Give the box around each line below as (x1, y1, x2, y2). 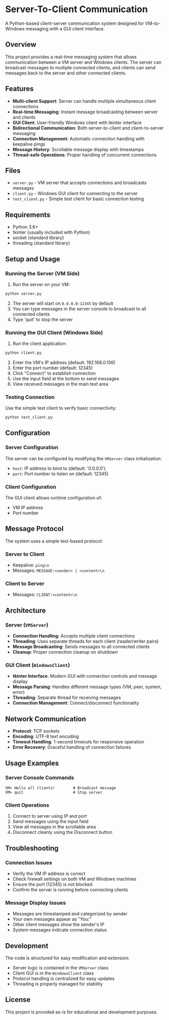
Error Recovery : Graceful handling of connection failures (12, 744, 131, 750)
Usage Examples (5, 759, 59, 767)
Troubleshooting (5, 844, 59, 853)
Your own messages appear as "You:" (12, 916, 92, 922)
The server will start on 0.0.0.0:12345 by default (12, 300, 114, 306)
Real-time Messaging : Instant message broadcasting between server (12, 109, 158, 115)
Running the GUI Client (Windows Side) (5, 329, 103, 336)
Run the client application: (12, 340, 67, 347)
